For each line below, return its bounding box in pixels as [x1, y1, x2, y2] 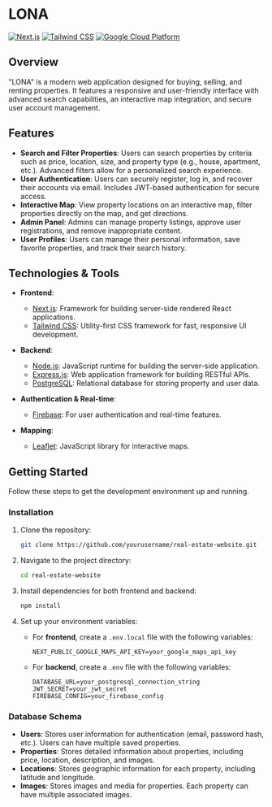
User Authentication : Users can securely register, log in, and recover [19, 174, 253, 184]
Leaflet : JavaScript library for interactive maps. [32, 441, 190, 451]
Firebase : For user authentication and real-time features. [32, 410, 222, 419]
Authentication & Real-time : [19, 394, 116, 404]
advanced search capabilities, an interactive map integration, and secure [8, 94, 252, 104]
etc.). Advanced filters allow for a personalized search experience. [19, 165, 244, 175]
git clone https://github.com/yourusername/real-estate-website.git [19, 541, 257, 549]
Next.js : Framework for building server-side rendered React [32, 304, 231, 314]
